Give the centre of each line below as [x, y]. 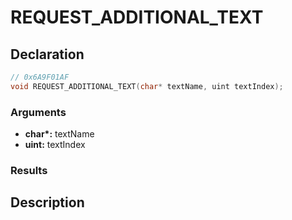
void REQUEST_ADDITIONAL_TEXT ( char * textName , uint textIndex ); [147, 86]
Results [29, 170]
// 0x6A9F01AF [40, 77]
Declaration [47, 54]
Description [47, 202]
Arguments [38, 112]
